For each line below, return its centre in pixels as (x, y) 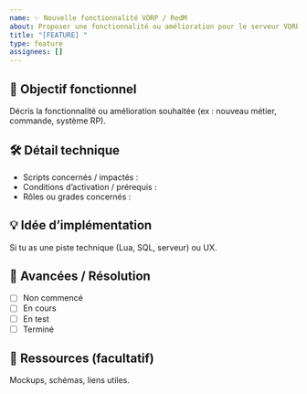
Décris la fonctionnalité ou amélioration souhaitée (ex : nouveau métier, (143, 111)
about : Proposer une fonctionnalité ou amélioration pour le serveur (145, 27)
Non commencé (53, 298)
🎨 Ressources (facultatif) (82, 359)
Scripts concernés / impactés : (80, 177)
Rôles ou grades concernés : (77, 197)
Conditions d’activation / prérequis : (90, 186)
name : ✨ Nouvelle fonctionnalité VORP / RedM (98, 18)
